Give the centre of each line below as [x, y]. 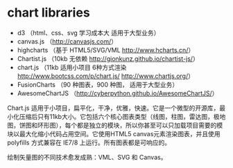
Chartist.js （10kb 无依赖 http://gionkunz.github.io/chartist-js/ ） [108, 58]
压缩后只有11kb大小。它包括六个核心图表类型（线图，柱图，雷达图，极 [119, 116]
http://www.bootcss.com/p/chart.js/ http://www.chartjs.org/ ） [105, 76]
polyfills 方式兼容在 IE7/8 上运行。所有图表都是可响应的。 [89, 142]
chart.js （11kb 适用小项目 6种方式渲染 [72, 67]
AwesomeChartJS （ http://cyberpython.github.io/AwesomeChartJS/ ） [118, 93]
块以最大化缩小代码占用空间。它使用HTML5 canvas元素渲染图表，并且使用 [114, 133]
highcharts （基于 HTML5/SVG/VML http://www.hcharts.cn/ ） [106, 50]
